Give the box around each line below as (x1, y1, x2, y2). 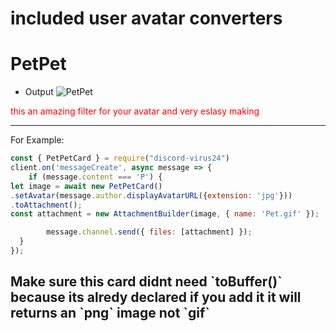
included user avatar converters (10, 7, 283, 30)
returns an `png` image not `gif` (10, 305, 211, 322)
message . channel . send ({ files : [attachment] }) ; (46, 227, 253, 237)
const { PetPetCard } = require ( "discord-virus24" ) (10, 153, 230, 164)
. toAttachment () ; (10, 200, 83, 210)
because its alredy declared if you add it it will (10, 289, 302, 306)
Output (24, 86, 54, 98)
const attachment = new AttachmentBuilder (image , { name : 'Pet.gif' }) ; (10, 209, 320, 219)
